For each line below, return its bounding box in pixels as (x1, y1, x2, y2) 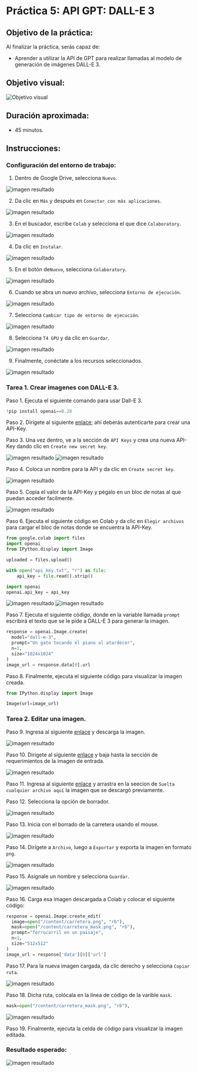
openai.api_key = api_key (6, 589, 69, 595)
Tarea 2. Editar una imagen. (6, 715, 86, 723)
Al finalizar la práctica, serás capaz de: (6, 43, 101, 50)
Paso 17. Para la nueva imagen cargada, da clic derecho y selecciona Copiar (6, 962, 190, 969)
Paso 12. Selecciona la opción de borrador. (6, 798, 110, 805)
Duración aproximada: (6, 111, 89, 121)
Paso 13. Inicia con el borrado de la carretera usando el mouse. (6, 821, 159, 828)
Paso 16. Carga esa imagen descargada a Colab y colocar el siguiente (6, 895, 175, 903)
